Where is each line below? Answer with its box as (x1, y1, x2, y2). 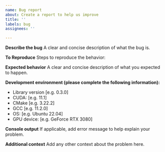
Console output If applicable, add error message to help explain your (5, 126, 150, 132)
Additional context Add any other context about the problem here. (5, 141, 145, 147)
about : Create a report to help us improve (5, 12, 99, 17)
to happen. (5, 69, 28, 76)
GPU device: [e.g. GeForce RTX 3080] (12, 116, 93, 122)
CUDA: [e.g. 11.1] (12, 95, 47, 101)
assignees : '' (5, 26, 36, 31)
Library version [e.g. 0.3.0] (12, 89, 69, 95)
